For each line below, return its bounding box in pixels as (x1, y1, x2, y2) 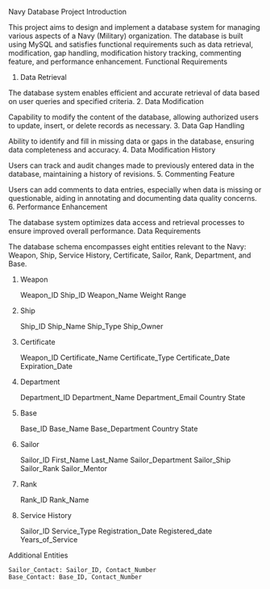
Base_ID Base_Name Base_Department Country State (19, 424, 198, 433)
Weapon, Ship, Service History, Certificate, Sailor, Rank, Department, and (8, 250, 251, 260)
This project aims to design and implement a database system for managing (8, 23, 260, 31)
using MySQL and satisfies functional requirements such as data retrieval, (8, 40, 254, 49)
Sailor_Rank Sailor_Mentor (19, 464, 107, 473)
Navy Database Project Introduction (8, 7, 127, 16)
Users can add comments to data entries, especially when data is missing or (8, 185, 262, 194)
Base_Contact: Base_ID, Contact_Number (8, 573, 143, 581)
